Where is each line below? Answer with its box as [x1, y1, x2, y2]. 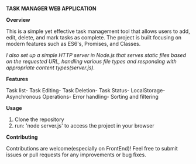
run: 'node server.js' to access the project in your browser [14, 122, 154, 129]
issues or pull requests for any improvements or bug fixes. [6, 151, 146, 158]
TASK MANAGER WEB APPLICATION [6, 5, 97, 12]
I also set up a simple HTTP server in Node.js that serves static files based [6, 52, 186, 58]
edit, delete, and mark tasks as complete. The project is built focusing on [6, 34, 182, 41]
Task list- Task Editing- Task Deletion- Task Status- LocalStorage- [6, 87, 166, 93]
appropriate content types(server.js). [6, 64, 95, 71]
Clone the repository [14, 116, 64, 123]
